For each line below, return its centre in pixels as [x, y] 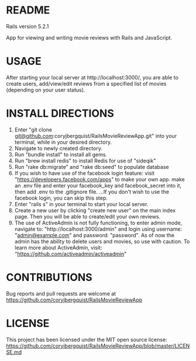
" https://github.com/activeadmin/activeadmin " [71, 254]
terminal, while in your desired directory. [63, 142]
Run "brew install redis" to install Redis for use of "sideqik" [85, 161]
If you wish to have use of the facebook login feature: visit [85, 173]
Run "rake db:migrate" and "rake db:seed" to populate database [92, 166]
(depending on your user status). [46, 90]
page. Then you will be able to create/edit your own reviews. [87, 216]
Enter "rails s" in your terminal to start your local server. [81, 204]
